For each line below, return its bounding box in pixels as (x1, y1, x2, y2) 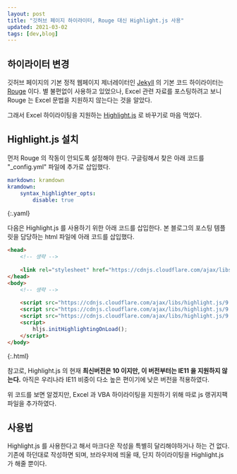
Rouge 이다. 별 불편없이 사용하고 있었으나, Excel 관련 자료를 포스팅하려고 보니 (7, 87, 222, 96)
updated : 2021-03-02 (7, 23, 68, 30)
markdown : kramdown (7, 176, 65, 184)
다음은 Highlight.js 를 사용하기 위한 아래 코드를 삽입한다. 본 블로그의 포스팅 (7, 224, 213, 232)
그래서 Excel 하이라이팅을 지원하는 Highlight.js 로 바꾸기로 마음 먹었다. (7, 111, 202, 120)
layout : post (7, 10, 46, 18)
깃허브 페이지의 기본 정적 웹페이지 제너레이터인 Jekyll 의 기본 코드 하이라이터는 (7, 79, 224, 87)
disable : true (32, 196, 74, 204)
